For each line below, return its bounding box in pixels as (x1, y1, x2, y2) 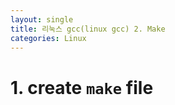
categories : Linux (10, 33, 87, 43)
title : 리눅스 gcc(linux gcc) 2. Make (10, 24, 166, 34)
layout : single (10, 14, 74, 25)
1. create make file (10, 76, 154, 99)
